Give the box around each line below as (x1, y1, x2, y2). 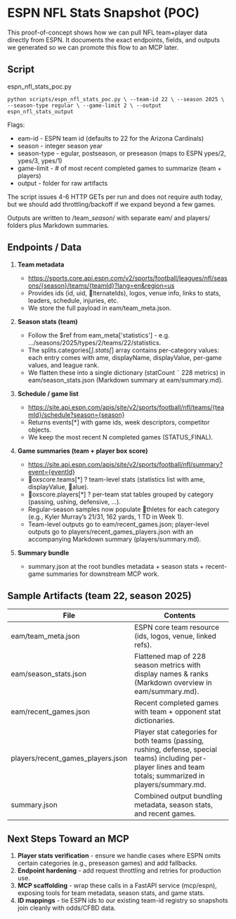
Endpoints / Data (7, 241, 82, 254)
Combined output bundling (134, 791, 223, 801)
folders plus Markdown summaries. (7, 221, 110, 229)
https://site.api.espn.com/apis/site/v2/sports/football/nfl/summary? (27, 460, 223, 468)
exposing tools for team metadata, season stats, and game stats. (17, 889, 205, 897)
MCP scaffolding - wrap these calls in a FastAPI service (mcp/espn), (17, 881, 218, 890)
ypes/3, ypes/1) (17, 156, 63, 165)
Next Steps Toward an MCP (7, 833, 130, 844)
